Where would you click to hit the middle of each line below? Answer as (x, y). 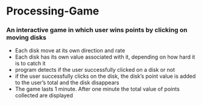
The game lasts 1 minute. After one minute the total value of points (97, 89)
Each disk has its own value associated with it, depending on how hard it (105, 57)
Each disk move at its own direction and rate (70, 51)
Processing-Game (53, 11)
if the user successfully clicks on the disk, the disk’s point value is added (105, 76)
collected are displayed (44, 95)
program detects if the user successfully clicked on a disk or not (95, 70)
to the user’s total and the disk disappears (67, 83)
